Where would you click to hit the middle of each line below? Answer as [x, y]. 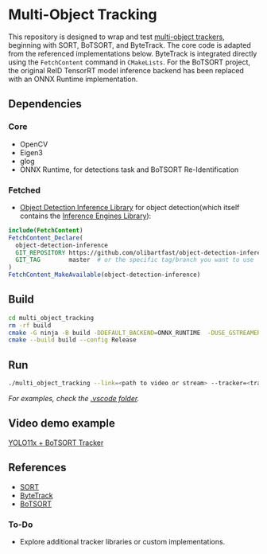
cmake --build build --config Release [72, 340]
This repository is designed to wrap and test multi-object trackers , [116, 37]
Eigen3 [31, 152]
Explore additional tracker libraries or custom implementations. [122, 541]
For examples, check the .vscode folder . [74, 399]
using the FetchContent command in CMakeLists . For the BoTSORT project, [130, 62]
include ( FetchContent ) [46, 230]
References [37, 468]
